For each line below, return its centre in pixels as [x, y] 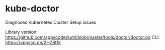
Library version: [21, 32]
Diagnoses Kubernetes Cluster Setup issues [51, 22]
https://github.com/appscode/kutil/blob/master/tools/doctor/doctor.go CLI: [82, 37]
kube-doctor [32, 9]
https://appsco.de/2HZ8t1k [33, 42]
